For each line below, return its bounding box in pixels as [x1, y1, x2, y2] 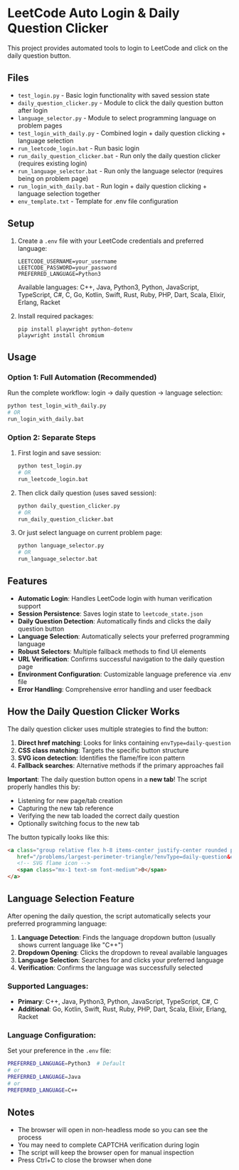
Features [7, 575, 48, 587]
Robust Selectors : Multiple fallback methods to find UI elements [17, 647, 206, 656]
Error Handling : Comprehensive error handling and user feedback [17, 685, 212, 693]
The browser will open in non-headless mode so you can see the [17, 1125, 208, 1134]
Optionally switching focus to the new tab [17, 819, 140, 827]
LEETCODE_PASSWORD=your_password [17, 264, 117, 271]
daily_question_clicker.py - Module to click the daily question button [17, 98, 224, 107]
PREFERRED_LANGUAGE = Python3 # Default [7, 1060, 126, 1067]
